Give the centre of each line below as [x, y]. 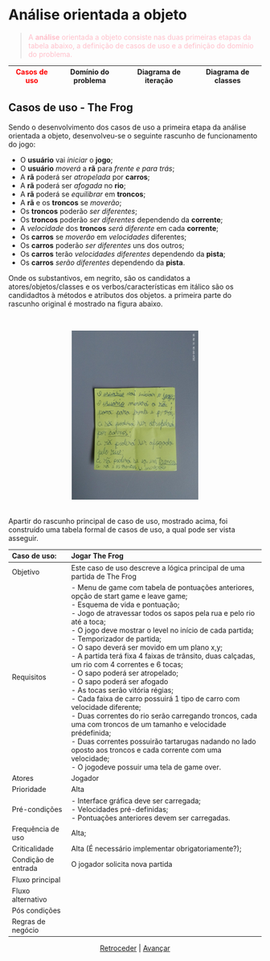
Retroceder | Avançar [135, 948]
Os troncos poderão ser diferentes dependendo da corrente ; [121, 220]
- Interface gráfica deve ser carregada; [136, 800]
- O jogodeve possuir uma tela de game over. [146, 767]
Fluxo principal [36, 880]
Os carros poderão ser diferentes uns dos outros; [102, 245]
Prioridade [29, 790]
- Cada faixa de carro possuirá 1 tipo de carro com [155, 699]
